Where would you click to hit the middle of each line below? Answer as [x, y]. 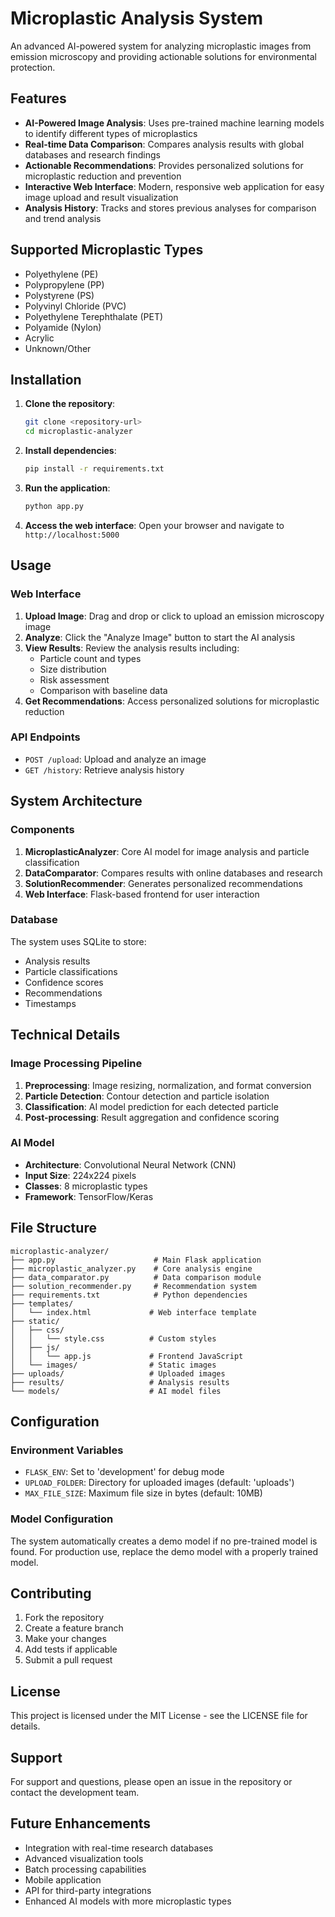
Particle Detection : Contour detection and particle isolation [147, 1096]
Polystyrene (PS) [59, 295]
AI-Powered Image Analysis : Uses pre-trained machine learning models [174, 123]
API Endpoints [45, 737]
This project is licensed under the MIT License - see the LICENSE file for [159, 1716]
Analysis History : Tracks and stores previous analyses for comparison [170, 208]
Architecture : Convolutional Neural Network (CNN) [130, 1164]
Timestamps [50, 1003]
